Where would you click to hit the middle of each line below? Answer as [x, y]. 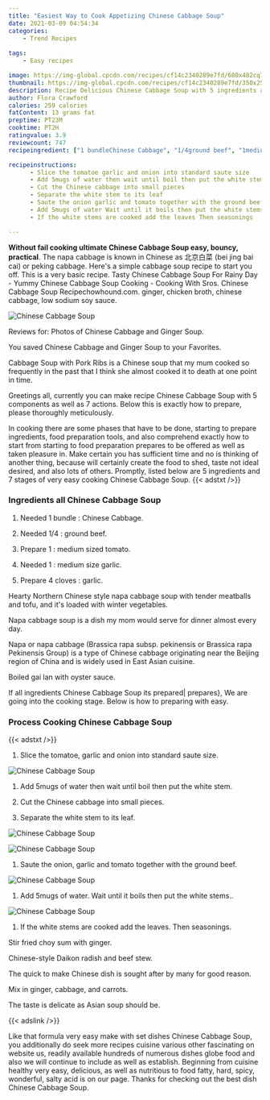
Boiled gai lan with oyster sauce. [62, 677]
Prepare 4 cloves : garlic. [61, 580]
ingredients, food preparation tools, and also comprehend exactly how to [129, 437]
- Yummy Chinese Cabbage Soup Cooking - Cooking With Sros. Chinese [129, 283]
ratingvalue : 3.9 [37, 135]
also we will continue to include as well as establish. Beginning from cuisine [133, 1062]
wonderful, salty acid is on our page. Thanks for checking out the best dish [133, 1079]
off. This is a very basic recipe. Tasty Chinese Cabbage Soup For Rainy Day [133, 274]
